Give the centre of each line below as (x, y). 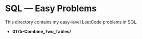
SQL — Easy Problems (51, 9)
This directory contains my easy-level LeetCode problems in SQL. (71, 22)
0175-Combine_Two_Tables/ (42, 31)
